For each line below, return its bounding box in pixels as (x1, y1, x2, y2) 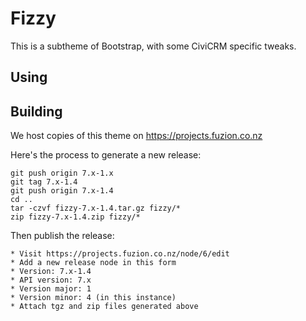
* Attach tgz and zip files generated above (10, 302, 199, 312)
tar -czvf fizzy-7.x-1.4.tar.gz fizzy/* (10, 203, 182, 214)
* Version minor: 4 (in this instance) (10, 293, 177, 303)
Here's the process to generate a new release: (10, 149, 202, 161)
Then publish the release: (10, 230, 115, 242)
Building (10, 103, 63, 120)
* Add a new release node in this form (10, 258, 177, 268)
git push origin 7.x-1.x (10, 168, 114, 179)
